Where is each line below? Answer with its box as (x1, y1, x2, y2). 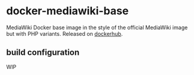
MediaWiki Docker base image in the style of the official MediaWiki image (6, 24, 188, 31)
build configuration (6, 48, 80, 58)
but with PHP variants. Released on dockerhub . (6, 30, 123, 37)
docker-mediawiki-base (6, 4, 129, 18)
